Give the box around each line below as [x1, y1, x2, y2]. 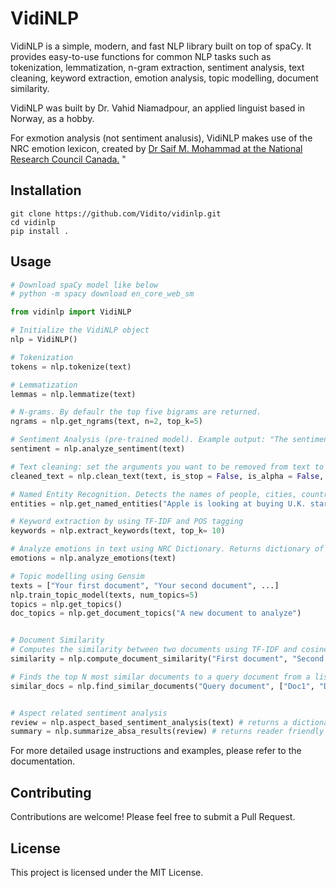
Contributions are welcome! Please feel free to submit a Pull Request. [10, 811, 296, 823]
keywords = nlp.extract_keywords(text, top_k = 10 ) [10, 526, 226, 536]
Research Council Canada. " [10, 153, 127, 165]
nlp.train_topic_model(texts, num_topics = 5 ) [10, 590, 199, 600]
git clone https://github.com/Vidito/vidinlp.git [10, 208, 222, 219]
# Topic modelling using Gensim [10, 571, 145, 581]
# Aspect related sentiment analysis [10, 708, 168, 718]
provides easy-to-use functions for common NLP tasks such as [10, 50, 272, 62]
